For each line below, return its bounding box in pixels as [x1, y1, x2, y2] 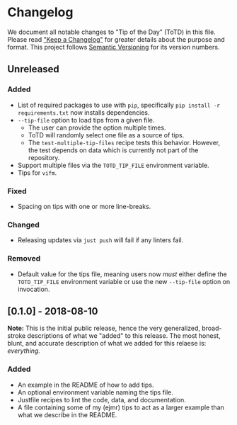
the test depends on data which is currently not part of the [28, 146, 199, 154]
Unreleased [7, 63, 60, 75]
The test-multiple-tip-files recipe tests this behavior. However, [28, 138, 221, 147]
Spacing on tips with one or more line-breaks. [17, 202, 151, 210]
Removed [7, 254, 41, 263]
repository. [28, 153, 60, 161]
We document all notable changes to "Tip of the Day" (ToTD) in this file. [7, 28, 216, 36]
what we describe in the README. [17, 410, 117, 419]
